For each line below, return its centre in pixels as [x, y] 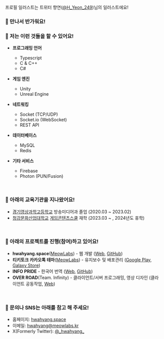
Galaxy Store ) [26, 265]
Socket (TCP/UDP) [39, 114]
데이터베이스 [25, 135]
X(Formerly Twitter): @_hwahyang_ [48, 332]
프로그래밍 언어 [27, 48]
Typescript [31, 58]
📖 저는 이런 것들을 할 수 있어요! [40, 36]
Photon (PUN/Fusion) [41, 176]
